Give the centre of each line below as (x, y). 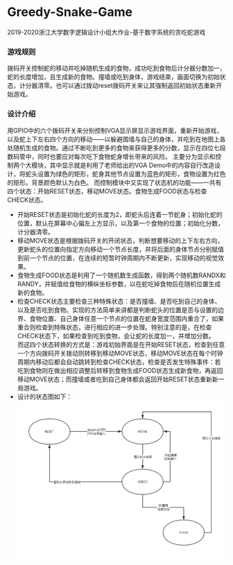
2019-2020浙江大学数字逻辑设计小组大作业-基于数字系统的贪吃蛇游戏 (106, 32)
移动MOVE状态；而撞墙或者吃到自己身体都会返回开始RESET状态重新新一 (121, 379)
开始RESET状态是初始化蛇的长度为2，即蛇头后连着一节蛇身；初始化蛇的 (120, 214)
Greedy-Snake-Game (70, 12)
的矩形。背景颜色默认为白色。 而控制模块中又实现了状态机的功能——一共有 (114, 182)
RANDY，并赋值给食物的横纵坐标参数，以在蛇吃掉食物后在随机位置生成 (119, 284)
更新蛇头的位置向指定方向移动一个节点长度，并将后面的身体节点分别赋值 (120, 249)
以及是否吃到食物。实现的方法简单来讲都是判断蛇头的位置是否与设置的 (118, 310)
